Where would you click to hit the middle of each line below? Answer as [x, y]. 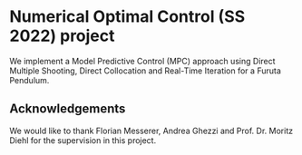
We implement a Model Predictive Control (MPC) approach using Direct [142, 61]
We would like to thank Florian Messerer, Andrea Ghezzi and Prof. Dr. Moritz [151, 131]
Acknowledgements [68, 109]
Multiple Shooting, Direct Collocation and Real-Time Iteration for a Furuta [145, 71]
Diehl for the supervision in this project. [83, 140]
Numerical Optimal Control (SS [127, 17]
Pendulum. [29, 80]
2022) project [62, 36]
